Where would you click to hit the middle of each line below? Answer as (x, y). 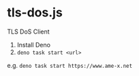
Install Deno (34, 45)
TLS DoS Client (28, 31)
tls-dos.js (35, 13)
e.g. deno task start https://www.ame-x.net (70, 65)
